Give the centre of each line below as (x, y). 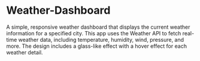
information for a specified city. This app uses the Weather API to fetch (94, 33)
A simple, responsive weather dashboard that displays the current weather (98, 27)
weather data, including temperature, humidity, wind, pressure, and (101, 39)
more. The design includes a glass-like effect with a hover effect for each (97, 46)
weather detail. (25, 52)
